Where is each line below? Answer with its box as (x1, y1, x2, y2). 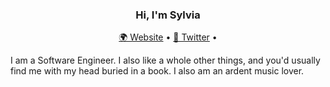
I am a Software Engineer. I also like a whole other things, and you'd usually (10, 54, 321, 67)
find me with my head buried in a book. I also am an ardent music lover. (10, 65, 305, 77)
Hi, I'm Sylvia (135, 8, 201, 22)
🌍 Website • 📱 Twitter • (118, 31, 218, 43)
